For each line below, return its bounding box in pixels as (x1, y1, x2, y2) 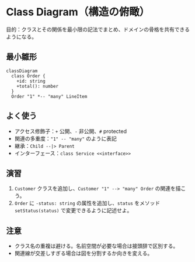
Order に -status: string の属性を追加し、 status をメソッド (14, 200, 161, 207)
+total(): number (16, 83, 59, 89)
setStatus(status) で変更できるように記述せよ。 (14, 207, 133, 214)
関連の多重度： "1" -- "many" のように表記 (14, 135, 117, 142)
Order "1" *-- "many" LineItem (11, 93, 88, 100)
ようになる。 (6, 33, 37, 40)
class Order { (11, 73, 46, 79)
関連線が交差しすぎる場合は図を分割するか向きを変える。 (14, 250, 153, 257)
